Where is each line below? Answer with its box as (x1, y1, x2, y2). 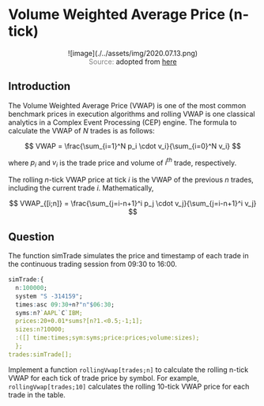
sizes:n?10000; (15, 325, 66, 333)
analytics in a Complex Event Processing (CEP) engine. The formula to (8, 117, 237, 127)
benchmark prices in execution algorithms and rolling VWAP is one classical (8, 109, 255, 118)
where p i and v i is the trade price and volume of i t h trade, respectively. (8, 156, 237, 169)
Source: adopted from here (89, 57, 177, 66)
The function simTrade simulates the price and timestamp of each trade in (8, 251, 249, 261)
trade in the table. (8, 389, 66, 400)
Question (8, 230, 55, 243)
